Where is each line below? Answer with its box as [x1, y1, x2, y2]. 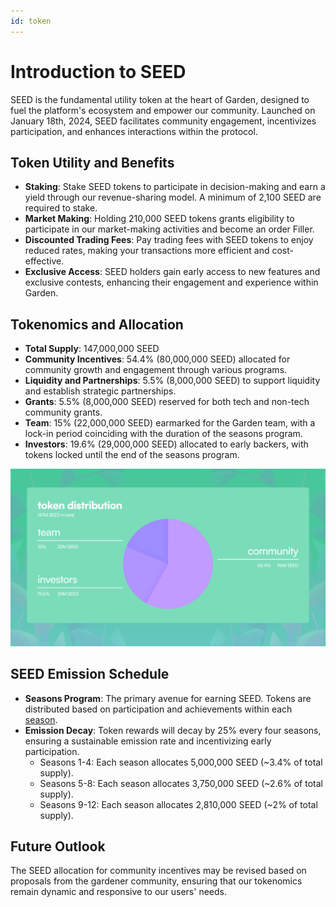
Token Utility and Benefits [10, 154, 175, 171]
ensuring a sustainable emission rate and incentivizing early [24, 735, 272, 747]
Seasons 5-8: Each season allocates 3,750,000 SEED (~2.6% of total [39, 777, 323, 789]
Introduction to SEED [10, 60, 187, 83]
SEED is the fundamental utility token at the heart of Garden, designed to [10, 93, 310, 105]
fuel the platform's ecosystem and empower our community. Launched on [10, 104, 316, 116]
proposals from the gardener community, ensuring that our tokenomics [10, 875, 303, 887]
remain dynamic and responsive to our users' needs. [10, 886, 227, 898]
